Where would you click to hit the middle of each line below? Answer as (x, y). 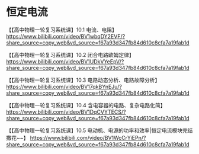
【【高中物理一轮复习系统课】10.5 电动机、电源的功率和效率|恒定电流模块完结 (99, 130)
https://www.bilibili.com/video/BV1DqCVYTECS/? (66, 112)
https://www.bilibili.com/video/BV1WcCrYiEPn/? (88, 137)
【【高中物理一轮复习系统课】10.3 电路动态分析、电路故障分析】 (83, 80)
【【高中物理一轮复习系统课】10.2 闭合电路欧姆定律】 (70, 54)
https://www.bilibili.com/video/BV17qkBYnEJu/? (64, 86)
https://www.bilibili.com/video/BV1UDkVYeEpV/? (65, 61)
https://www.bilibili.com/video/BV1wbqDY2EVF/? (66, 36)
